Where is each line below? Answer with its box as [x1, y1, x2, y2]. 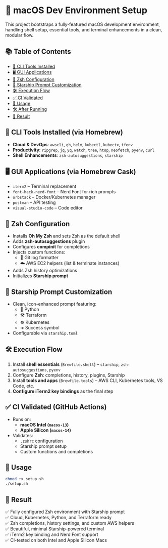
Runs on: [12, 416, 31, 422]
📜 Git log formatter [20, 255, 59, 261]
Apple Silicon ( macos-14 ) [20, 427, 72, 433]
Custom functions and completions [20, 448, 93, 454]
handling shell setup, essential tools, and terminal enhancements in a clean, [5, 26, 162, 32]
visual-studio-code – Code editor [12, 205, 83, 211]
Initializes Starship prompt [12, 273, 69, 279]
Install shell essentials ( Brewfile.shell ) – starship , [12, 361, 120, 367]
